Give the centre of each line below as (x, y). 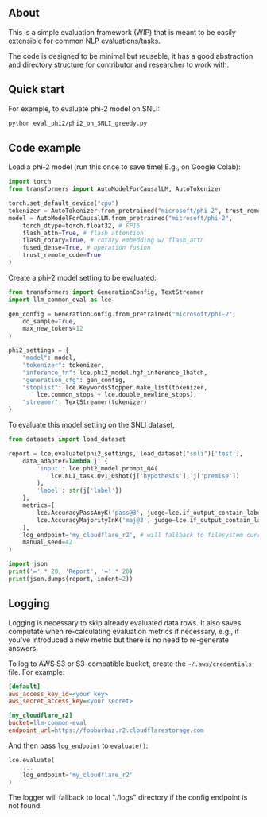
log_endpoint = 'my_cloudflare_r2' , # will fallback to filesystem (133, 535)
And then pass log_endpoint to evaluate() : (78, 745)
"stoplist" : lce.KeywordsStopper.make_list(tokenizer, (115, 387)
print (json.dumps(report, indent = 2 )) (71, 579)
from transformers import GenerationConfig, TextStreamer (106, 292)
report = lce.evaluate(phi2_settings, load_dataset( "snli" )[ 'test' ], (126, 453)
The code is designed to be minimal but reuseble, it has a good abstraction (131, 56)
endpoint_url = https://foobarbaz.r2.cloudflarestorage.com (106, 730)
